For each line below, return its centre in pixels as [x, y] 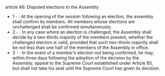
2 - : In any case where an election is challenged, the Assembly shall [82, 32]
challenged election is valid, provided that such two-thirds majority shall [85, 42]
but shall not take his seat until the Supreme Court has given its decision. [86, 68]
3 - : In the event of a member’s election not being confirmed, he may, [83, 53]
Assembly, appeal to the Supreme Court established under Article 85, [82, 63]
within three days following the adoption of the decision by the [76, 58]
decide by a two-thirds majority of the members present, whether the [82, 37]
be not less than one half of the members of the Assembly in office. [81, 47]
